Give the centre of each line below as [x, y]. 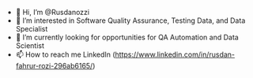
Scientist [30, 46]
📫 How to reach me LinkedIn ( [66, 54]
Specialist [32, 29]
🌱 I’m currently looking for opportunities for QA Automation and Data [127, 37]
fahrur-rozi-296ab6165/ [54, 66]
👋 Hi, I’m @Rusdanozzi [52, 12]
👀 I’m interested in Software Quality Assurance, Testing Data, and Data [130, 20]
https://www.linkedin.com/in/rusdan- [175, 54]
